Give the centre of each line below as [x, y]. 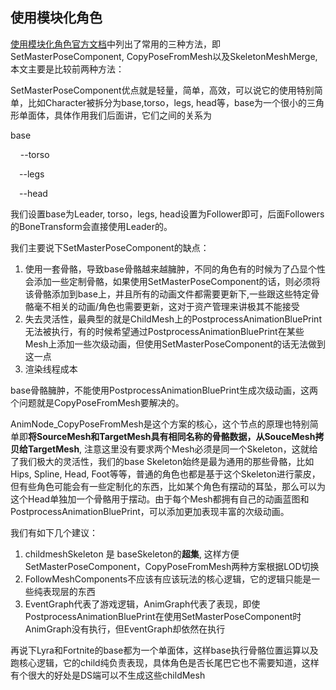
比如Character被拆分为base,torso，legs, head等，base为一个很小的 [167, 102]
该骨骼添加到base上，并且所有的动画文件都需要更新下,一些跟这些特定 [167, 294]
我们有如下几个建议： [54, 532]
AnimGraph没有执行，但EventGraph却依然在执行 [125, 629]
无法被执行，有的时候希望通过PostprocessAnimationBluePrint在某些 [164, 331]
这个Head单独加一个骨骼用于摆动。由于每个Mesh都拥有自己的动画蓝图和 [160, 499]
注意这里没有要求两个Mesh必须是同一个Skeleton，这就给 [201, 449]
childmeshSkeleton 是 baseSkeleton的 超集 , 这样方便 [132, 554]
